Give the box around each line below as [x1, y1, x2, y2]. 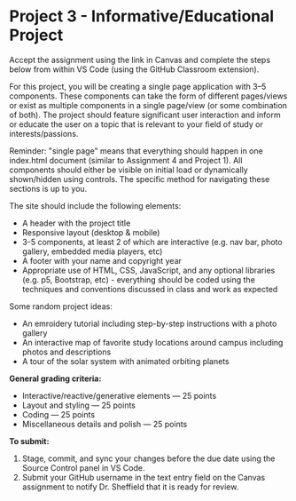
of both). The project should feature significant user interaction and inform [9, 109, 281, 120]
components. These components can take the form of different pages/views [9, 91, 288, 101]
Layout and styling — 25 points [21, 400, 136, 410]
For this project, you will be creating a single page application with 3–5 [9, 81, 267, 91]
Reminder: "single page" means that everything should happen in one [9, 145, 263, 156]
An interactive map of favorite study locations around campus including [21, 337, 284, 347]
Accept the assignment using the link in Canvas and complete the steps [9, 54, 271, 65]
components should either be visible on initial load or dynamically [9, 164, 248, 175]
